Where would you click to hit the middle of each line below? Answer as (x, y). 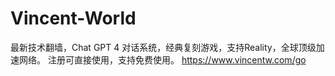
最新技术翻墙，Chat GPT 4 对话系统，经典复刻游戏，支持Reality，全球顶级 (163, 47)
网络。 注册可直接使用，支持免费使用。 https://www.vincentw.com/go (162, 59)
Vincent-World (73, 18)
